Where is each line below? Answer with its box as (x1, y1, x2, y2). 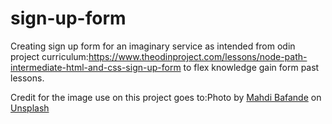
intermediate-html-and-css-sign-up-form (10, 61, 182, 73)
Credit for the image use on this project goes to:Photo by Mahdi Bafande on (10, 91, 322, 103)
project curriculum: (10, 50, 89, 62)
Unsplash (10, 102, 50, 114)
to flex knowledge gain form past (183, 61, 320, 73)
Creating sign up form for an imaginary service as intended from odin (10, 40, 296, 52)
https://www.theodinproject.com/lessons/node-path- (88, 50, 308, 62)
